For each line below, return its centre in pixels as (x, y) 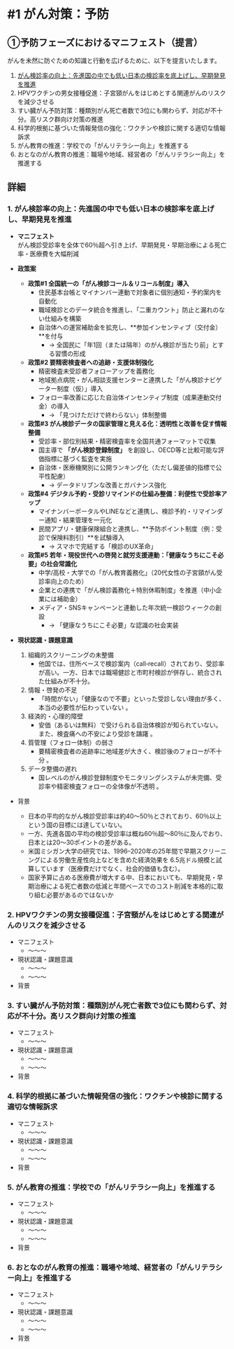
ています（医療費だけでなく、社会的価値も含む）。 (112, 868)
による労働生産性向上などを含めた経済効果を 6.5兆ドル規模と (128, 860)
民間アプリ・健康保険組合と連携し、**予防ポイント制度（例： (127, 528)
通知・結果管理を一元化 (78, 520)
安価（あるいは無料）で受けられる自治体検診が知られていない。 (130, 725)
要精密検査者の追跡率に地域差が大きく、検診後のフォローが (124, 751)
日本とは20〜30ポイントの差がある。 (81, 842)
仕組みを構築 (63, 318)
